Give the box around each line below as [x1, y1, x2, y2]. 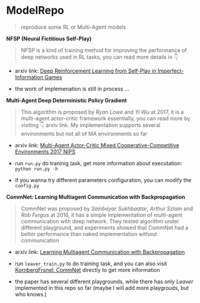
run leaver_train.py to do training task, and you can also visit [14, 260, 167, 267]
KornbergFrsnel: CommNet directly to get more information [14, 266, 160, 273]
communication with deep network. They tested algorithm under [20, 217, 180, 225]
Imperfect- [157, 67, 184, 74]
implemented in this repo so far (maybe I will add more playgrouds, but [14, 284, 189, 291]
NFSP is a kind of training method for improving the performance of [20, 46, 187, 54]
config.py [14, 183, 40, 189]
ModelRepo [6, 4, 64, 17]
